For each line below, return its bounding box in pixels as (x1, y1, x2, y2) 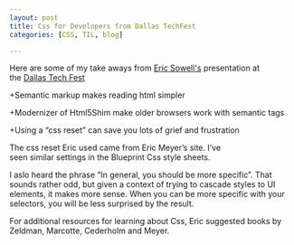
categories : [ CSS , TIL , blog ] (9, 30, 124, 39)
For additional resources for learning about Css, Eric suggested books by (9, 216, 282, 227)
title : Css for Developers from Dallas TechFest (9, 22, 196, 31)
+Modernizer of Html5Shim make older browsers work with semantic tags (9, 108, 285, 118)
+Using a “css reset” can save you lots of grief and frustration (9, 125, 240, 136)
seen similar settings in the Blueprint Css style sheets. (9, 152, 211, 163)
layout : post (9, 13, 59, 23)
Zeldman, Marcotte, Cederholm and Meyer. (9, 225, 170, 236)
